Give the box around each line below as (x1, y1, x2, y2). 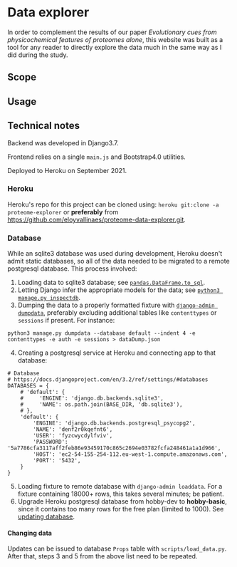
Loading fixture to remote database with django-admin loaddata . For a (17, 482, 223, 491)
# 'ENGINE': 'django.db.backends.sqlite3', (20, 395, 164, 402)
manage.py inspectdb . (17, 293, 80, 302)
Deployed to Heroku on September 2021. (7, 166, 127, 175)
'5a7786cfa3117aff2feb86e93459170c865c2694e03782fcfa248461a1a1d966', (7, 444, 221, 452)
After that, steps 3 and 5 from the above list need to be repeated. (7, 552, 198, 561)
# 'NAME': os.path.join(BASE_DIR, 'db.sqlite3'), (20, 401, 183, 408)
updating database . (17, 512, 75, 521)
